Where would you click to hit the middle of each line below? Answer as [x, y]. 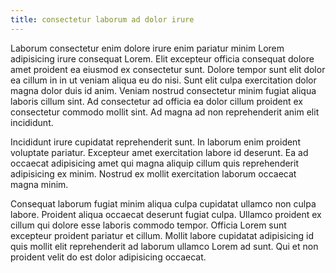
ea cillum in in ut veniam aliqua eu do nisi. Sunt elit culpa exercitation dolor [163, 80]
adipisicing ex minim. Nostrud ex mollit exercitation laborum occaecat [153, 173]
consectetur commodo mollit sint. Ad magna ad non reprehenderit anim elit [165, 112]
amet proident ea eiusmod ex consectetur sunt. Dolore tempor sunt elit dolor [168, 69]
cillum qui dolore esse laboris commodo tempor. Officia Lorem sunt [148, 225]
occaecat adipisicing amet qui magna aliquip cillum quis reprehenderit [154, 163]
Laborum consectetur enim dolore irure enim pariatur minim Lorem [147, 48]
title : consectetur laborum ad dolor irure [102, 19]
